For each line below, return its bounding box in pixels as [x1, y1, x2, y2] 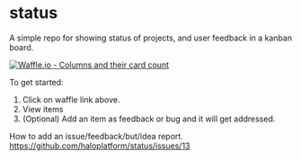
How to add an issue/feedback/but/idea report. [9, 130, 184, 141]
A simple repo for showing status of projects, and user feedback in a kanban [9, 32, 293, 43]
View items [22, 103, 64, 114]
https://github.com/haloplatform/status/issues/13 [9, 140, 190, 151]
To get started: [9, 76, 65, 87]
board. [9, 41, 34, 52]
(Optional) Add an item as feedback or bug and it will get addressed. [22, 113, 276, 124]
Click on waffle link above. [22, 93, 120, 105]
